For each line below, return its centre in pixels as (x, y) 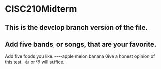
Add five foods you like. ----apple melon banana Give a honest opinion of (80, 56)
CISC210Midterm (41, 9)
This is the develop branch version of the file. (76, 28)
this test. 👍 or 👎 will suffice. (35, 62)
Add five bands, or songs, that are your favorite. (81, 44)
